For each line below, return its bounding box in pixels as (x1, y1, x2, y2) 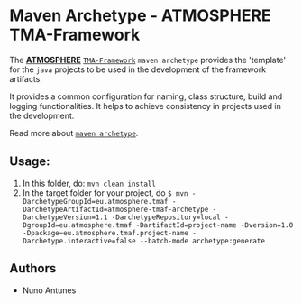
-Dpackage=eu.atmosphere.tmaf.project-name (22, 228, 189, 237)
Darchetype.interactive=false (22, 236, 137, 245)
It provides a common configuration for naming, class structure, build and (9, 91, 283, 102)
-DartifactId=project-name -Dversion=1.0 (135, 220, 294, 230)
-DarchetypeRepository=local (111, 213, 221, 222)
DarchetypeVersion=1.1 (22, 213, 108, 222)
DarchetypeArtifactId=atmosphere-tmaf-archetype (22, 205, 209, 214)
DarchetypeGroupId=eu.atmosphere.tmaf (22, 197, 169, 206)
